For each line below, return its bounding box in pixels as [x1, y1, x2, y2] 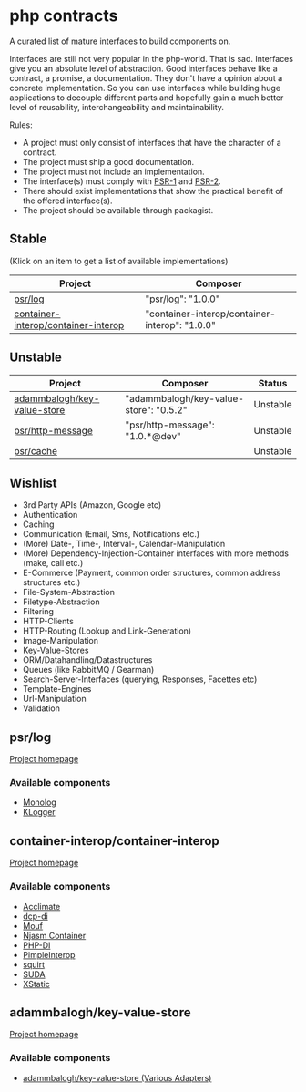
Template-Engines [22, 684, 92, 695]
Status [258, 376, 288, 389]
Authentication [22, 510, 78, 520]
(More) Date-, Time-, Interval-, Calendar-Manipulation [22, 539, 226, 550]
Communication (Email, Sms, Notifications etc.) [22, 529, 200, 540]
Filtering [22, 606, 55, 617]
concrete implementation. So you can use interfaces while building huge [9, 82, 280, 93]
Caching [22, 519, 55, 530]
